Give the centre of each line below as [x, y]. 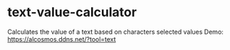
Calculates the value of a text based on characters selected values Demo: [116, 32]
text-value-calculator [72, 12]
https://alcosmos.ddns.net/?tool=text [62, 39]
